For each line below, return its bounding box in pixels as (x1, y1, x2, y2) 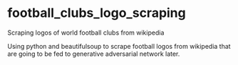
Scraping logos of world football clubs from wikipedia (7, 28, 165, 37)
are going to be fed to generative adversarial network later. (7, 49, 180, 58)
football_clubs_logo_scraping (7, 5, 187, 21)
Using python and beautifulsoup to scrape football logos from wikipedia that (7, 42, 231, 50)
